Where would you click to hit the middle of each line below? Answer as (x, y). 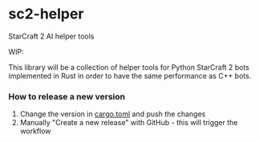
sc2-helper (46, 14)
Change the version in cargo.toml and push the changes (113, 114)
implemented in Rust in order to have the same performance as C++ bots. (130, 75)
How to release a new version (67, 96)
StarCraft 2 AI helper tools (51, 36)
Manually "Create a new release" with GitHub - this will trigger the (129, 123)
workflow (35, 131)
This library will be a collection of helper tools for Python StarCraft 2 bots (129, 67)
